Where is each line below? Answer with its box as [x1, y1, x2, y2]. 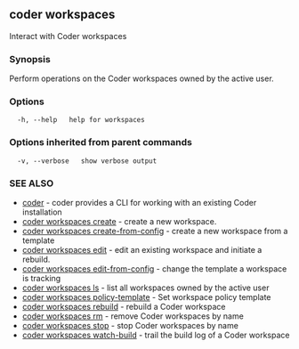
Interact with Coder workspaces [9, 30, 127, 41]
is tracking [21, 273, 61, 283]
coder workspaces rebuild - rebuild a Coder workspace [21, 302, 226, 312]
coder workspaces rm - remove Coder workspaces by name [21, 311, 245, 321]
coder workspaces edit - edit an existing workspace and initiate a [21, 245, 263, 255]
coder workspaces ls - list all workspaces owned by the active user [21, 282, 270, 293]
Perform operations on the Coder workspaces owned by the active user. [9, 73, 274, 84]
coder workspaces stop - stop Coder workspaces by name [21, 321, 238, 330]
